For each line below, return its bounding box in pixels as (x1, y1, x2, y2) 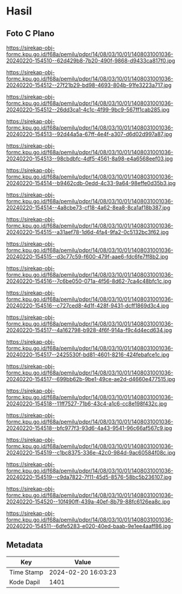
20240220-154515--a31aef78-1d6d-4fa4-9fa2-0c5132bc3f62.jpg (6, 229, 169, 236)
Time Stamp (9, 568, 44, 577)
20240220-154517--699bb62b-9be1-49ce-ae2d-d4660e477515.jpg (6, 376, 175, 382)
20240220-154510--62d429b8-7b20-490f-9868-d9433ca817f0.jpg (6, 57, 175, 64)
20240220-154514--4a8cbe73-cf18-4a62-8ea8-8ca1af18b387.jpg (6, 204, 171, 211)
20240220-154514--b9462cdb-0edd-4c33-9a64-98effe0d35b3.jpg (6, 180, 176, 186)
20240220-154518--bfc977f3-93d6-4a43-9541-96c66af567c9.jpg (6, 425, 172, 432)
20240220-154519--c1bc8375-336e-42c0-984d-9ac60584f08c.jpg (6, 449, 176, 456)
